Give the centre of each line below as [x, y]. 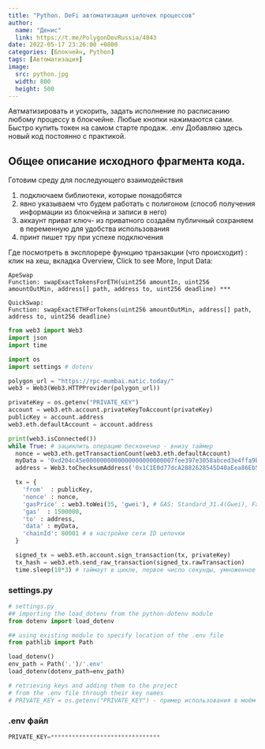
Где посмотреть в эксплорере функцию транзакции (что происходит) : [128, 252]
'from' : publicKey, [58, 490]
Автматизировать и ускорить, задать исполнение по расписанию [119, 111]
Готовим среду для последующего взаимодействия [96, 180]
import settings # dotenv [50, 367]
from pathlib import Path [50, 643]
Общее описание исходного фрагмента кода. [127, 161]
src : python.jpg [42, 74]
